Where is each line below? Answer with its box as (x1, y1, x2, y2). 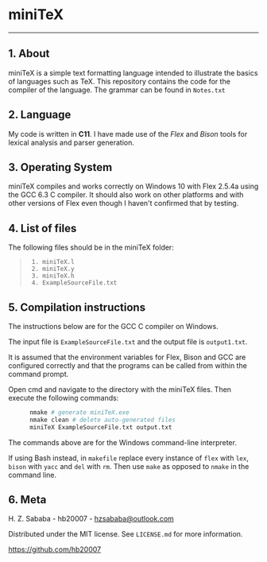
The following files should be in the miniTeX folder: (8, 242, 175, 252)
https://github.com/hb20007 (8, 545, 102, 554)
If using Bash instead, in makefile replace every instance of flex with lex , (8, 453, 249, 463)
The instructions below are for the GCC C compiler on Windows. (8, 322, 219, 331)
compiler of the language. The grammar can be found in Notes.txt (8, 85, 226, 95)
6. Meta (8, 493, 47, 506)
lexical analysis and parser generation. (8, 138, 135, 147)
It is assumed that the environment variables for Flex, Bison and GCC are (8, 352, 246, 362)
